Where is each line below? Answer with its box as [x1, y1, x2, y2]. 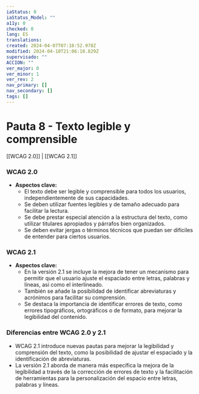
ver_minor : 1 [6, 71, 39, 77]
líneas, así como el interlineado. [24, 281, 104, 289]
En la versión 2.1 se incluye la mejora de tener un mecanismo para [24, 268, 189, 276]
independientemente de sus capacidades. [24, 194, 129, 201]
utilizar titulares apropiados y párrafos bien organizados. [24, 219, 166, 227]
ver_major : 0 [6, 65, 39, 72]
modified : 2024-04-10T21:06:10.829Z [6, 48, 99, 55]
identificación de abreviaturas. [15, 355, 92, 362]
